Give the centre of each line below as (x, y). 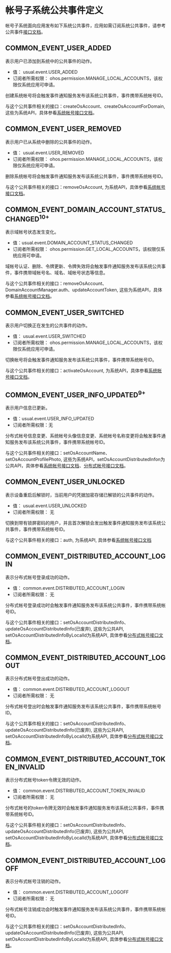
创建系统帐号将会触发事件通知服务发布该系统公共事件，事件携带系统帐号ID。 (85, 95)
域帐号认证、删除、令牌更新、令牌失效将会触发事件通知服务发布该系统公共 (83, 266)
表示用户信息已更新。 (27, 408)
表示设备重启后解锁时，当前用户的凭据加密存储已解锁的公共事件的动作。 (81, 495)
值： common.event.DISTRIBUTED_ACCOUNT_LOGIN (68, 588)
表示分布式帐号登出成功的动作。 (39, 678)
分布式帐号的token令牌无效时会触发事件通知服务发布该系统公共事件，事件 (82, 808)
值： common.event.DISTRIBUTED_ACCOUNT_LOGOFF (70, 892)
